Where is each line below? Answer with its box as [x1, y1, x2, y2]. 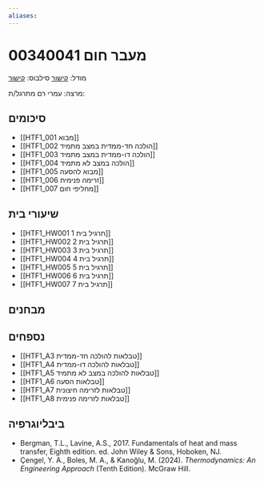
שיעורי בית [8, 207, 59, 220]
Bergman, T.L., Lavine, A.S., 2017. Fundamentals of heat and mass [19, 439, 238, 448]
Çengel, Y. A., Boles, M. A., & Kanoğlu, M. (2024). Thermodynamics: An [19, 455, 256, 465]
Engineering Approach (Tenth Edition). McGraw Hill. [19, 464, 191, 474]
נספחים [8, 329, 46, 343]
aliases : [8, 11, 38, 20]
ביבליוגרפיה [8, 417, 66, 430]
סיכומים [8, 111, 46, 125]
